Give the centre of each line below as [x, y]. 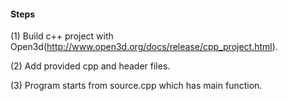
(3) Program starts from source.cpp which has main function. [136, 86]
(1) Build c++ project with [62, 36]
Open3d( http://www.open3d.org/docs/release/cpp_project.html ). [144, 47]
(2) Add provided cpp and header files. [90, 66]
